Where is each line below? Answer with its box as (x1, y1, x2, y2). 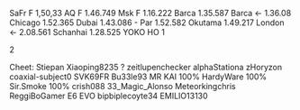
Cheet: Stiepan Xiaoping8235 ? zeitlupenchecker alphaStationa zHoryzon (9, 62, 282, 72)
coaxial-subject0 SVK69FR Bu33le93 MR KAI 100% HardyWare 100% (9, 71, 268, 82)
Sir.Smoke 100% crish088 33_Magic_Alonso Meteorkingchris (9, 81, 236, 91)
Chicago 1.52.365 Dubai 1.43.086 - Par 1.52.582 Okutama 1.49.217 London (9, 17, 285, 28)
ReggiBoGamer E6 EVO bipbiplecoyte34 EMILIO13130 (9, 90, 209, 101)
